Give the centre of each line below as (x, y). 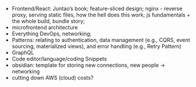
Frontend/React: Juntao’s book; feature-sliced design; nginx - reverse (97, 9)
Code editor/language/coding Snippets (59, 59)
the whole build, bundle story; (48, 21)
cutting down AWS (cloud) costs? (53, 78)
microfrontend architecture (45, 27)
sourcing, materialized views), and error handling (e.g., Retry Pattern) (97, 46)
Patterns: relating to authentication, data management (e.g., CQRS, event (101, 40)
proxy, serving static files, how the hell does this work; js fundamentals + (101, 15)
